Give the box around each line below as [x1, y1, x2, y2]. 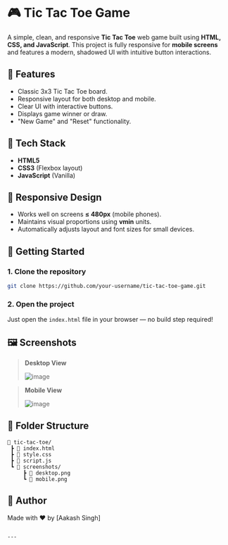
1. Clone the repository [7, 266, 87, 276]
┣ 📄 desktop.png [23, 469, 71, 477]
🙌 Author [7, 495, 47, 507]
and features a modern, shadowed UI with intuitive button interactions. [7, 48, 212, 56]
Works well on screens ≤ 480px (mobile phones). [17, 210, 162, 218]
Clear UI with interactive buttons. [17, 102, 113, 111]
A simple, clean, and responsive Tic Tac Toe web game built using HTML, [7, 32, 222, 42]
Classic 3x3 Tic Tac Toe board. [17, 87, 108, 95]
